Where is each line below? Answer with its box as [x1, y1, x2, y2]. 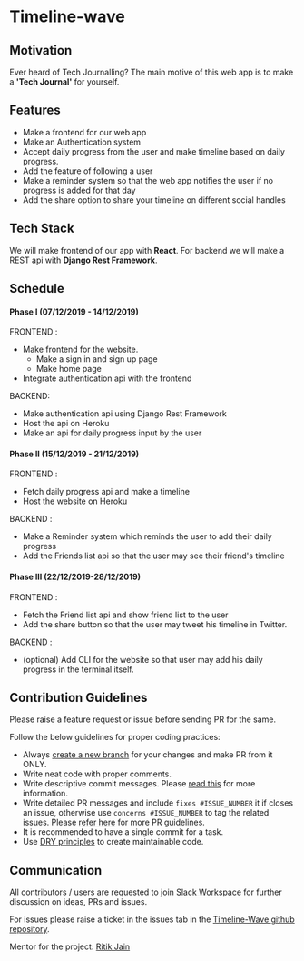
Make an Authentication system [22, 136, 142, 147]
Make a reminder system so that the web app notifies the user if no [22, 175, 274, 185]
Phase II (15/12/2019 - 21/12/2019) [9, 448, 140, 459]
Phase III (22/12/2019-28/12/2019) [9, 571, 142, 583]
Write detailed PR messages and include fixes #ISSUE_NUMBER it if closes [22, 797, 293, 808]
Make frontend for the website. [22, 344, 139, 355]
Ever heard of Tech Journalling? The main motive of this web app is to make [9, 66, 294, 77]
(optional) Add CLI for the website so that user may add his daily [22, 654, 263, 665]
